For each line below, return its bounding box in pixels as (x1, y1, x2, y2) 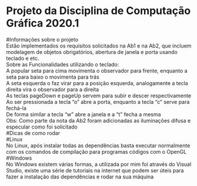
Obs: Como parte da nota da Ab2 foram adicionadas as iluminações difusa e (6, 117, 191, 124)
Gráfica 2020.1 (6, 16, 79, 30)
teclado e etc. (6, 55, 39, 62)
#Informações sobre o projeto (6, 36, 78, 43)
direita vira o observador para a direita (6, 86, 99, 93)
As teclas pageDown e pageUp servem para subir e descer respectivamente (6, 92, 192, 99)
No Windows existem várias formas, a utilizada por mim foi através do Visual (6, 160, 192, 168)
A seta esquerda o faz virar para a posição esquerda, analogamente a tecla (6, 79, 188, 86)
